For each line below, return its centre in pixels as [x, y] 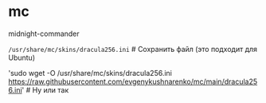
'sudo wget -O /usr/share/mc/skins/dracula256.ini [90, 73]
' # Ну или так [45, 89]
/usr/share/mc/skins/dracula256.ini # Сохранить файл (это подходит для [133, 49]
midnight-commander [44, 34]
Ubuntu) [22, 57]
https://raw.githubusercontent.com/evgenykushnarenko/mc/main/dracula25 [133, 81]
